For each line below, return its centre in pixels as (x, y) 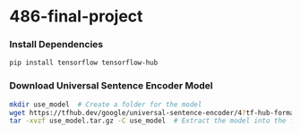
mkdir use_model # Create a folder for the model (106, 105)
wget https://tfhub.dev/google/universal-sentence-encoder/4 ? (128, 113)
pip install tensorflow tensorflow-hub (84, 63)
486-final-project (76, 17)
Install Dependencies (56, 45)
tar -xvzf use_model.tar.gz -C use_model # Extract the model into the (148, 121)
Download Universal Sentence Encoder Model (111, 86)
